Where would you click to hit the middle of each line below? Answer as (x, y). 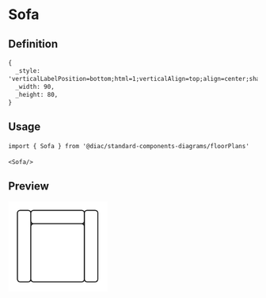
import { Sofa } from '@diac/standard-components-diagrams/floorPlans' (129, 146)
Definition (33, 44)
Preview (29, 187)
